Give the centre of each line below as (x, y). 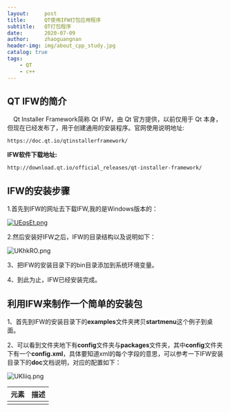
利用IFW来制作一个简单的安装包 (75, 304)
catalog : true (28, 53)
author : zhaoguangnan (44, 39)
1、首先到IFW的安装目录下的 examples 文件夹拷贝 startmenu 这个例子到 (107, 321)
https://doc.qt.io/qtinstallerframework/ (68, 141)
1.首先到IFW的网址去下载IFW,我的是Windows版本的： (83, 209)
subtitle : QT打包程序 (39, 26)
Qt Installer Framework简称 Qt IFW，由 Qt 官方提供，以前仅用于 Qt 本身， (118, 119)
